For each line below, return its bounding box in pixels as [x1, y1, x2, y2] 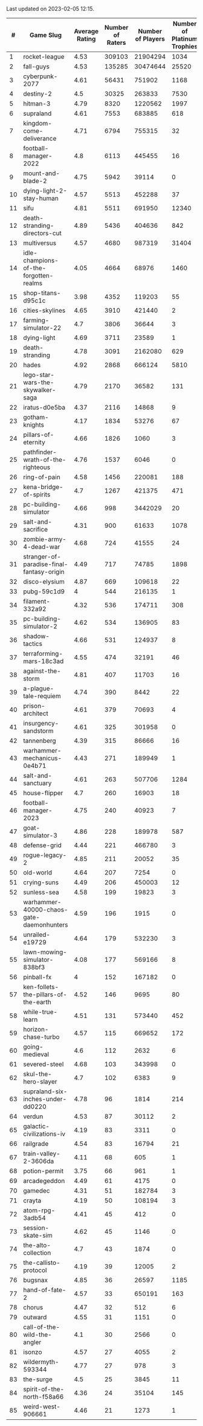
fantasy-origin [23, 568, 65, 576]
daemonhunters [23, 921, 68, 929]
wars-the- [23, 378, 54, 387]
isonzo [23, 1348, 42, 1356]
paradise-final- [23, 560, 68, 568]
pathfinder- [23, 448, 57, 456]
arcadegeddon [23, 1177, 65, 1185]
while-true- [23, 1008, 58, 1016]
